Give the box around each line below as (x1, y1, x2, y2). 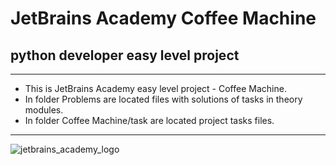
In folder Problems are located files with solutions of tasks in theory (24, 93, 303, 105)
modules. (24, 104, 64, 116)
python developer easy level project (10, 47, 240, 64)
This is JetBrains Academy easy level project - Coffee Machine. (24, 83, 287, 94)
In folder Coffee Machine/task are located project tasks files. (24, 115, 275, 126)
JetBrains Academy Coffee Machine (10, 7, 317, 30)
